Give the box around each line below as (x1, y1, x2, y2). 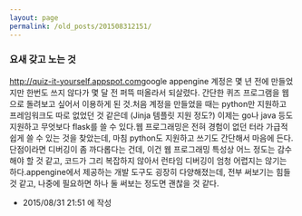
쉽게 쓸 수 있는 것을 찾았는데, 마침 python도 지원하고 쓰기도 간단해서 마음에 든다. (9, 133, 294, 143)
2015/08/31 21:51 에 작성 (22, 197, 112, 208)
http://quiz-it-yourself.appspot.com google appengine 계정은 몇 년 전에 (9, 75, 269, 86)
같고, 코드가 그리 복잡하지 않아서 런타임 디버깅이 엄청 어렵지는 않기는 (44, 155, 287, 166)
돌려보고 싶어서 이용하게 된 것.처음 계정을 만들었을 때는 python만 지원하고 (25, 98, 287, 109)
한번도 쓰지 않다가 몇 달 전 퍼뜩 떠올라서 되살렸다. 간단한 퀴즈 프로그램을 (25, 87, 280, 98)
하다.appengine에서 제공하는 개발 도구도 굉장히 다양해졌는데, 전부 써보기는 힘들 (9, 166, 291, 177)
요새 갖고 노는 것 (9, 54, 76, 66)
